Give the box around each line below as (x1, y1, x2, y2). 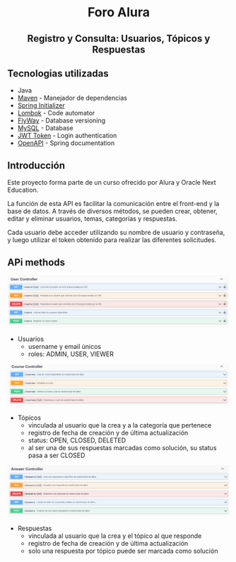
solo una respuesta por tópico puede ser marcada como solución (28, 546, 218, 556)
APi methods (7, 256, 66, 268)
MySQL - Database (17, 124, 73, 132)
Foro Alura (87, 4, 151, 21)
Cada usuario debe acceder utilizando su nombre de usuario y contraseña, (7, 228, 225, 237)
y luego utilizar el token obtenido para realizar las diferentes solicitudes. (7, 236, 217, 244)
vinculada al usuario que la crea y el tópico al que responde (28, 532, 202, 540)
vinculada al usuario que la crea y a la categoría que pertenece (28, 420, 212, 429)
